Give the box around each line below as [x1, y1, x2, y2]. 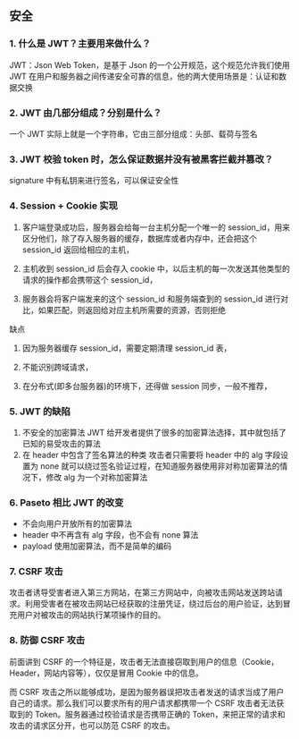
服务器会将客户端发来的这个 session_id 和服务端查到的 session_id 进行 [21, 293, 281, 304]
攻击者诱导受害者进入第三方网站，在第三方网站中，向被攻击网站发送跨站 [9, 587, 275, 598]
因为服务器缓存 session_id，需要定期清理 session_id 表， [21, 343, 232, 353]
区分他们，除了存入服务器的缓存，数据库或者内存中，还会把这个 [21, 233, 257, 243]
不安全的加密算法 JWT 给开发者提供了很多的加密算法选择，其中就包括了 [21, 427, 287, 437]
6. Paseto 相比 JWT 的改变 [9, 496, 124, 508]
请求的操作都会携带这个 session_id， [21, 274, 158, 285]
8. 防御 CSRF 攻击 [9, 634, 86, 647]
